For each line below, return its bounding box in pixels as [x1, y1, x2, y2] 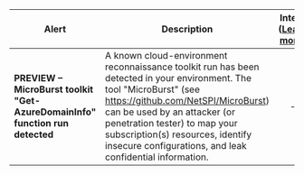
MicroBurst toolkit [14, 83, 93, 96]
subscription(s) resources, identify [105, 128, 252, 141]
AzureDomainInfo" [14, 106, 97, 118]
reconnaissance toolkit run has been [105, 60, 260, 73]
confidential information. [105, 151, 210, 163]
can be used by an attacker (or [105, 106, 235, 118]
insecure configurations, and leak [105, 140, 247, 152]
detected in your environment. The [105, 72, 252, 84]
